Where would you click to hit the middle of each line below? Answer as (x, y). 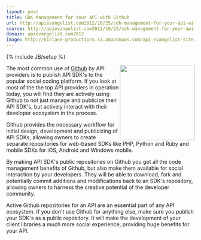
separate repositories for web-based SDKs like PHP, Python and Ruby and (98, 144)
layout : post (22, 12)
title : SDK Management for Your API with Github (68, 17)
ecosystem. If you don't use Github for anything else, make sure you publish (100, 211)
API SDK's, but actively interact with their (57, 106)
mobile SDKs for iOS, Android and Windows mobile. (70, 150)
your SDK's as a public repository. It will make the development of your (94, 218)
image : (14, 40)
